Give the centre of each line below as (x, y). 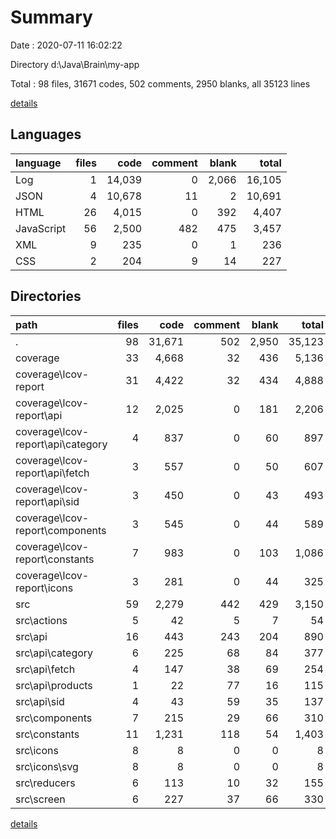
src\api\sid (40, 701)
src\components (54, 718)
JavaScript (41, 228)
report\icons (44, 588)
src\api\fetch (45, 669)
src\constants (47, 734)
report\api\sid (47, 501)
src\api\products (54, 685)
